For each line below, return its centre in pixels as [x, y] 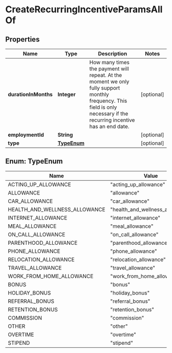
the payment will [109, 69]
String [65, 135]
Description [113, 54]
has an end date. [109, 126]
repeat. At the [106, 75]
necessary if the [109, 114]
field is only [103, 107]
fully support [105, 88]
